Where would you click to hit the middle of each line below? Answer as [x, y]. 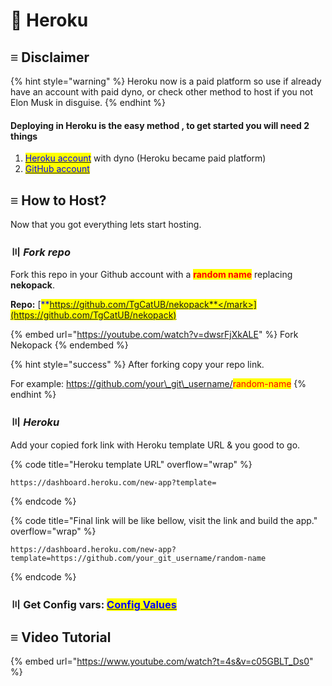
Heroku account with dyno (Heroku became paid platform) [145, 158]
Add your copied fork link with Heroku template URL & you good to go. [155, 445]
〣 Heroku [35, 422]
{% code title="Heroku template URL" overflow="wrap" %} [131, 464]
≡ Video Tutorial [61, 637]
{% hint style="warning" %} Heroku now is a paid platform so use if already [166, 81]
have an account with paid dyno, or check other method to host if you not [162, 92]
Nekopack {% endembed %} [69, 345]
